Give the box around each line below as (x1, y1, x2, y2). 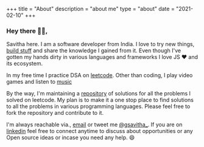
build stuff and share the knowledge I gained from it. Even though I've (6, 47, 181, 54)
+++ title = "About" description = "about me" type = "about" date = (6, 5, 175, 12)
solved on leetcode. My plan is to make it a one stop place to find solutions (6, 97, 194, 104)
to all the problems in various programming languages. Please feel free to (6, 103, 191, 110)
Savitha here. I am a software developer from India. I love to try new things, (6, 41, 195, 48)
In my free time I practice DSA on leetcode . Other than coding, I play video (6, 72, 193, 79)
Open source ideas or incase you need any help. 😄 (6, 134, 135, 142)
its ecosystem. (6, 60, 43, 67)
